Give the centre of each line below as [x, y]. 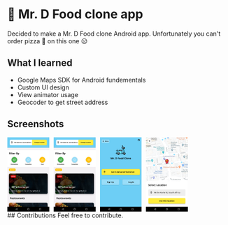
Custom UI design [43, 87]
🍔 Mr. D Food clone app [75, 14]
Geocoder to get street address [63, 102]
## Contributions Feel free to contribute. [65, 215]
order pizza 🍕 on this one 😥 [48, 41]
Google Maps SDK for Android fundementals [81, 80]
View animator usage [48, 94]
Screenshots [36, 124]
